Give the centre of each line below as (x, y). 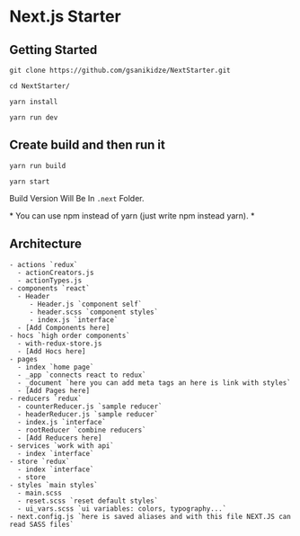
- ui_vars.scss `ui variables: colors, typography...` (122, 509)
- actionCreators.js (56, 272)
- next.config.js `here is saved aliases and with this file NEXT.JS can (150, 516)
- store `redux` (40, 461)
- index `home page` (56, 367)
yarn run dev (34, 118)
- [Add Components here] (64, 327)
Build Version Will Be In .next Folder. (77, 198)
